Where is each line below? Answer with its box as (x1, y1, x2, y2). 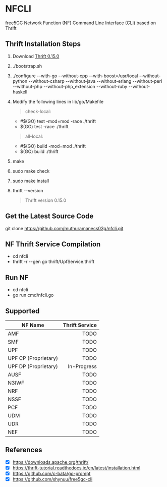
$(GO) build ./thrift (20, 148, 59, 154)
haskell (12, 89, 28, 95)
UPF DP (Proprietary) (8, 363, 58, 370)
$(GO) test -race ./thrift (20, 123, 69, 129)
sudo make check (12, 168, 50, 174)
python (12, 78, 28, 84)
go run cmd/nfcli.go (12, 292, 54, 298)
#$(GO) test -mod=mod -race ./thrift (20, 118, 96, 124)
